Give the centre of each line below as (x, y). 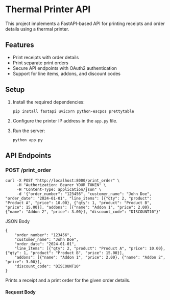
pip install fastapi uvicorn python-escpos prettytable (73, 111)
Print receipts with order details (46, 57)
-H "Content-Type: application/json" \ (59, 190)
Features (20, 45)
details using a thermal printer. (37, 29)
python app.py (28, 140)
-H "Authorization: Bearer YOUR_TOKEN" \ (61, 185)
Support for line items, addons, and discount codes (67, 73)
